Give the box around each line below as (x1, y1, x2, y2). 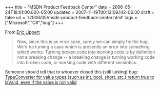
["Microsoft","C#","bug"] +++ (5, 20, 64, 25)
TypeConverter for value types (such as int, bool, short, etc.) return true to (5, 74, 155, 80)
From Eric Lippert (5, 29, 40, 35)
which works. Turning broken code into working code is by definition (17, 49, 155, 55)
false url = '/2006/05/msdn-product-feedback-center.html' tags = (5, 15, 138, 20)
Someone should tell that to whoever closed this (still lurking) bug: (5, 69, 138, 75)
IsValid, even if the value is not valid (5, 79, 77, 85)
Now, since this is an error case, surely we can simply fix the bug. (17, 39, 149, 45)
